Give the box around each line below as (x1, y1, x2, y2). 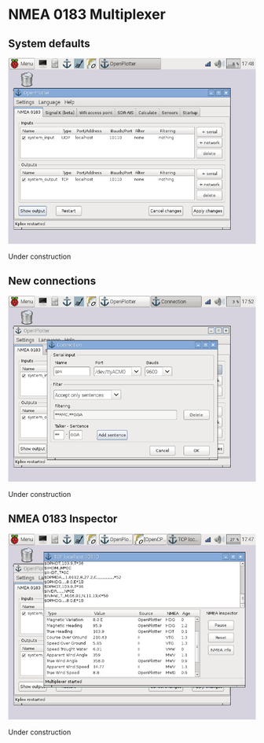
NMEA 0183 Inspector (8, 513, 118, 526)
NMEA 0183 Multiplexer (8, 6, 167, 24)
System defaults (8, 37, 90, 50)
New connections (8, 274, 97, 288)
